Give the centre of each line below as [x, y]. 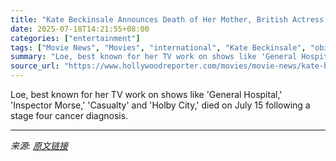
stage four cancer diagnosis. [69, 115]
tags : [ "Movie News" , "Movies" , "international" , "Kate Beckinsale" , [158, 47]
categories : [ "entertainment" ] [75, 38]
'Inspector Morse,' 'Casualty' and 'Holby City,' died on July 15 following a [160, 105]
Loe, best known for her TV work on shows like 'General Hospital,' [146, 94]
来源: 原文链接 [39, 145]
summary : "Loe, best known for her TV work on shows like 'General [154, 57]
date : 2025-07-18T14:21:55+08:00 [80, 29]
